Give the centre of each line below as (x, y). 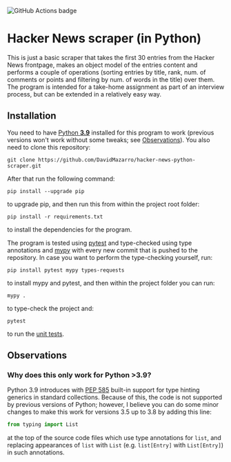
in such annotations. (36, 452)
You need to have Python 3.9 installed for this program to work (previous (111, 132)
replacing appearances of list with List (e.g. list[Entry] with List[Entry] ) (115, 445)
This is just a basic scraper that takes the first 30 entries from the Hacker (111, 57)
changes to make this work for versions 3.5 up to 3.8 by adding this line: (110, 412)
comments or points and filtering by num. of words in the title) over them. (111, 79)
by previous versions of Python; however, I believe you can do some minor (113, 405)
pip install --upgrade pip (46, 191)
